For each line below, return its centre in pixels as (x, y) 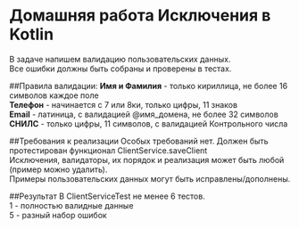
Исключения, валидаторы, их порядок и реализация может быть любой (147, 159)
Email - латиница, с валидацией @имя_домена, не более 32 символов (144, 114)
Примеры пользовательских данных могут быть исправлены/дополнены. (150, 178)
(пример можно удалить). (58, 169)
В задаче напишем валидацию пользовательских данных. (120, 59)
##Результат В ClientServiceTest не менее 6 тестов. (107, 196)
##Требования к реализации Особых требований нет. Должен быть (139, 141)
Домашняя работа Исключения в (140, 16)
